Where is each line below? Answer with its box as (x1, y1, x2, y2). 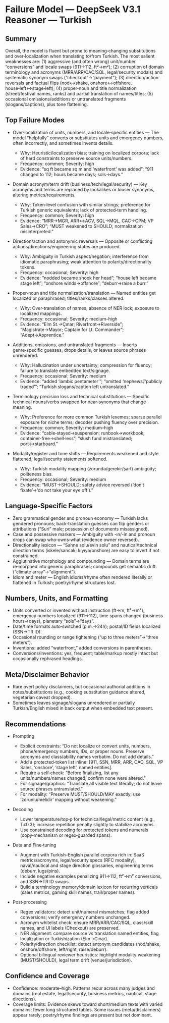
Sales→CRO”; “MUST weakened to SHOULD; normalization (20, 223, 143, 229)
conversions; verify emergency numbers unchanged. (20, 914, 131, 921)
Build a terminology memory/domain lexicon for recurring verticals (20, 884, 158, 890)
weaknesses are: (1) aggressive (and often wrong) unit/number (5, 59, 136, 64)
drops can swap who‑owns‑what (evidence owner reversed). (12, 536, 140, 543)
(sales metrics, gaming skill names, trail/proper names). (20, 889, 136, 895)
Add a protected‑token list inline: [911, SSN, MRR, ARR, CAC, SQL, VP (20, 759, 163, 765)
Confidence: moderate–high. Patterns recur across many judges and (12, 985, 155, 991)
